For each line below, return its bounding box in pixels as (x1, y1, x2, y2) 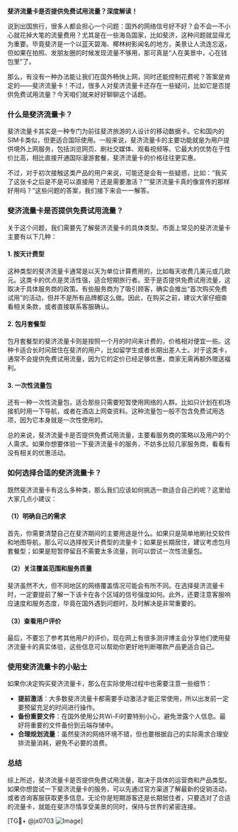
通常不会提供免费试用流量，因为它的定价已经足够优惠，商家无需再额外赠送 (7, 354, 225, 363)
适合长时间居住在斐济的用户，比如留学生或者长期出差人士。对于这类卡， (19, 346, 231, 354)
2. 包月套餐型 (7, 320, 46, 328)
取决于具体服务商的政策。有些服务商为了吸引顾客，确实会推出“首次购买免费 (7, 284, 228, 293)
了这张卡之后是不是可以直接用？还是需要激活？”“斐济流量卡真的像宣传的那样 (7, 177, 230, 186)
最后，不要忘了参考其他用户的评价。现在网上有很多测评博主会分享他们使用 (7, 634, 225, 642)
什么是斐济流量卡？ (7, 109, 73, 119)
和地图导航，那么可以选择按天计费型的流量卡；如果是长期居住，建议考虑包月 (7, 538, 231, 546)
